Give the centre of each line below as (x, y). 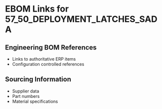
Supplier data (26, 91)
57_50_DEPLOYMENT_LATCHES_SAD (81, 19)
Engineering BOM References (51, 47)
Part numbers (26, 96)
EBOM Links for (37, 9)
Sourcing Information (38, 79)
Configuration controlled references (48, 64)
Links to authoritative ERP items (44, 59)
